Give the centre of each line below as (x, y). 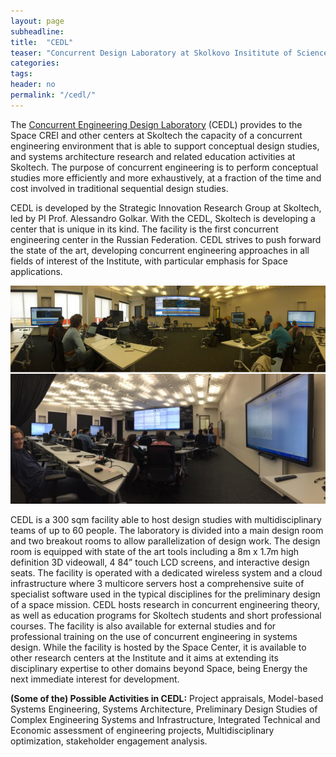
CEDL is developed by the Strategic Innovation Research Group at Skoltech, (166, 207)
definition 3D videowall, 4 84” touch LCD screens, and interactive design (160, 562)
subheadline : (37, 31)
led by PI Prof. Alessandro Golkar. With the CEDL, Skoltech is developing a (163, 218)
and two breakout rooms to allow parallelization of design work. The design (165, 541)
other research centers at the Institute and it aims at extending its (144, 658)
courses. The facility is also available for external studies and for (143, 626)
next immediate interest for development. (95, 679)
